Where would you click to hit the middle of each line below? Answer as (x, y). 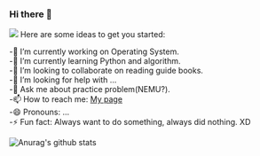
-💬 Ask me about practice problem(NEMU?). (90, 90)
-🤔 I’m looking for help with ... (63, 80)
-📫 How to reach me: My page (66, 99)
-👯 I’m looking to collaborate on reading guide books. (106, 71)
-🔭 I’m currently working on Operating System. (95, 51)
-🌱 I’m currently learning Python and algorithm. (95, 61)
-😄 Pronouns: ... (39, 112)
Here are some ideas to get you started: (93, 35)
